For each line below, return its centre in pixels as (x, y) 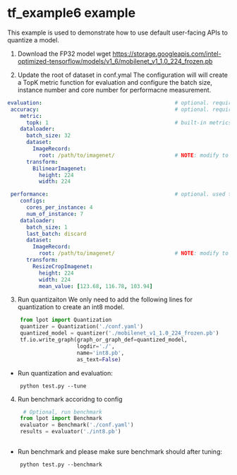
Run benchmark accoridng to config (70, 399)
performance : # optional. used (118, 194)
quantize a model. (34, 40)
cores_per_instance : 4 (59, 208)
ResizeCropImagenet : (63, 266)
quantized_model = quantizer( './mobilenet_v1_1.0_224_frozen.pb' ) (120, 333)
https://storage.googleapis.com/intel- (167, 54)
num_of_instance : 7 (54, 214)
